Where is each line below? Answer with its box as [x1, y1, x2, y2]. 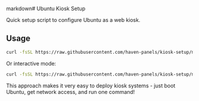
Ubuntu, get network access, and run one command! [6, 88, 135, 95]
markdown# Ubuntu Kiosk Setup [6, 5, 86, 12]
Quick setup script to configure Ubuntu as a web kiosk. [6, 17, 140, 23]
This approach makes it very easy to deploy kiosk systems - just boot [6, 82, 176, 89]
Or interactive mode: [6, 60, 56, 67]
